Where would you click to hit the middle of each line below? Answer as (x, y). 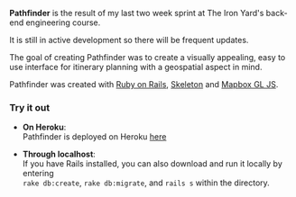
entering (38, 174)
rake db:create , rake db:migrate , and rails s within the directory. (146, 183)
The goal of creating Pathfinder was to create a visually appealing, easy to (148, 57)
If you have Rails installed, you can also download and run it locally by (152, 164)
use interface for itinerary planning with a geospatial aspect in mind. (136, 67)
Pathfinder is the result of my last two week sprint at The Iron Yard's (137, 13)
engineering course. (63, 22)
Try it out (30, 107)
